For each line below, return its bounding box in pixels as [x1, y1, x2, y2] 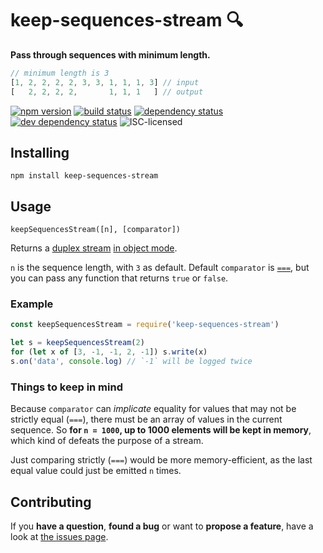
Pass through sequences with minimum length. [10, 48, 211, 61]
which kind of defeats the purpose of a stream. [10, 435, 204, 447]
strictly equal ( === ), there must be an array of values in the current [10, 413, 283, 426]
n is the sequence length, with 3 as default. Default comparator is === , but [10, 262, 310, 274]
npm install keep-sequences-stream [10, 171, 159, 181]
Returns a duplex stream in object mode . [10, 242, 178, 254]
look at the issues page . [10, 531, 109, 543]
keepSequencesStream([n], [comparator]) [10, 225, 182, 235]
